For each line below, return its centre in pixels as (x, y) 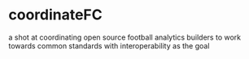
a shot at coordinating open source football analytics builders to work (125, 37)
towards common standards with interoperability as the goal (109, 45)
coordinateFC (56, 15)
